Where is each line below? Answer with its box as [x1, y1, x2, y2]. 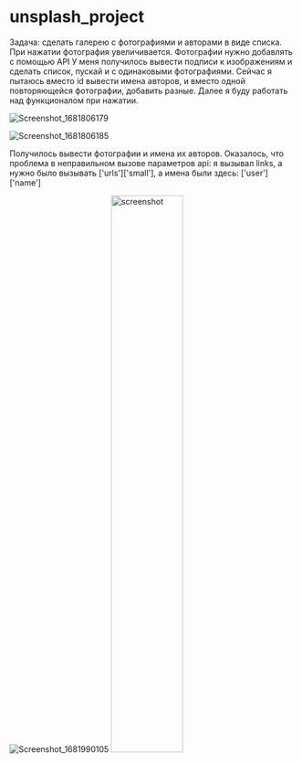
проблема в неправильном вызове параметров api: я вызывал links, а [9, 157, 283, 168]
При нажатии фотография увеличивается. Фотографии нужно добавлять [9, 46, 294, 57]
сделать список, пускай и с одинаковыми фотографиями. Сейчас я [9, 66, 272, 77]
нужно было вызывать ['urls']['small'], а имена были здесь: [9, 167, 239, 178]
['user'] [240, 167, 269, 178]
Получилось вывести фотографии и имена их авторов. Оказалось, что [9, 148, 285, 159]
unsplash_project [9, 6, 144, 27]
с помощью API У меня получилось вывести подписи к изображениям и [9, 56, 293, 67]
